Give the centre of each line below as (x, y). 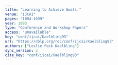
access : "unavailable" (28, 32)
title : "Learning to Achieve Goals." (43, 10)
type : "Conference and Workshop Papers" (47, 28)
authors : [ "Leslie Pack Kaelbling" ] (42, 46)
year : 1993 (16, 23)
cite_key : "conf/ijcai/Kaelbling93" (42, 55)
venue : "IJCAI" (20, 14)
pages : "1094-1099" (25, 19)
